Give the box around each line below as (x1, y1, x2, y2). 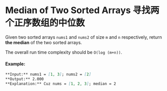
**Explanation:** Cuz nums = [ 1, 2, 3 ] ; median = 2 (5, 81, 116, 86)
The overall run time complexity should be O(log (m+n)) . (5, 49, 123, 55)
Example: (5, 61, 26, 67)
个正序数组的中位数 (5, 17, 85, 29)
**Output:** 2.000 (5, 76, 44, 82)
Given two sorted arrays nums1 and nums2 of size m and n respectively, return (5, 34, 162, 40)
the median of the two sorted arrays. (5, 39, 82, 45)
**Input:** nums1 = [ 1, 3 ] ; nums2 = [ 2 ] (5, 72, 92, 77)
